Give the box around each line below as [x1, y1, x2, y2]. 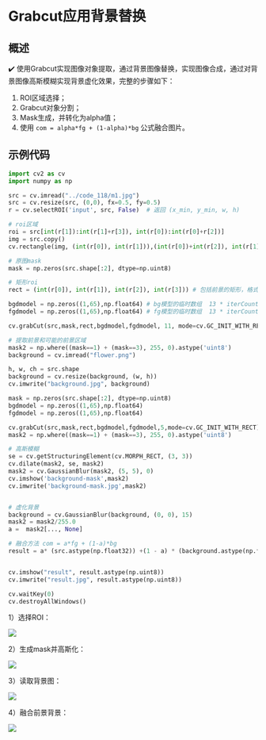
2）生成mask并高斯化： [8, 644, 85, 654]
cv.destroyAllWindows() [8, 597, 87, 605]
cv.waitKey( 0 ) [8, 590, 55, 598]
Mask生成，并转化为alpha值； [19, 113, 119, 122]
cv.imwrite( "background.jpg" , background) [8, 380, 150, 389]
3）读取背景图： [8, 676, 62, 686]
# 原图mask [8, 257, 42, 265]
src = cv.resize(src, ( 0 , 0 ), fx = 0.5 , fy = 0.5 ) [8, 199, 161, 207]
